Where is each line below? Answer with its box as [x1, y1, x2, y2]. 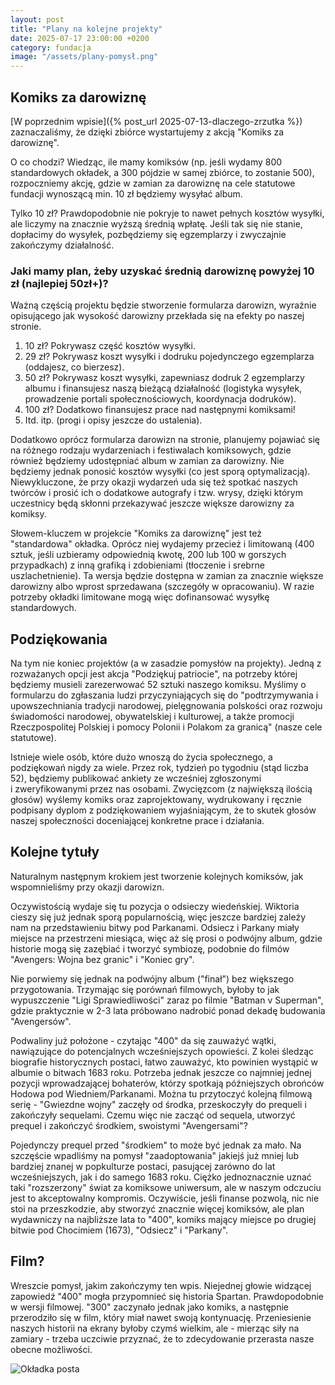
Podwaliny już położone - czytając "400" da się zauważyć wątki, [10, 1034, 277, 1046]
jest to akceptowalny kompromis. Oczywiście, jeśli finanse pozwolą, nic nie [10, 1192, 320, 1204]
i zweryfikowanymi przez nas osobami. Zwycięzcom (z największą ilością [10, 783, 313, 795]
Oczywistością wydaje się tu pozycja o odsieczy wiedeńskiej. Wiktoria [10, 900, 300, 912]
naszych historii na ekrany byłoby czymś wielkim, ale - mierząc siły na [10, 1322, 300, 1334]
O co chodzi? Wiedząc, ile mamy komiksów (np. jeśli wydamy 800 [10, 156, 283, 168]
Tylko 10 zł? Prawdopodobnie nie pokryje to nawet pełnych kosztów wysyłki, [10, 207, 325, 219]
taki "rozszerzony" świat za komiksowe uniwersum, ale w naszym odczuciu [10, 1181, 322, 1193]
